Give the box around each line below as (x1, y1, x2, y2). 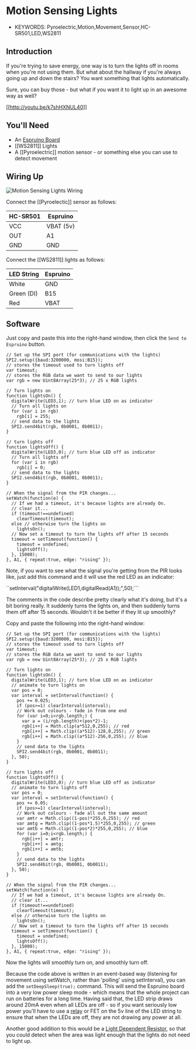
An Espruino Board (14, 136, 60, 143)
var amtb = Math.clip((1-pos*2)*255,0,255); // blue (16, 826, 148, 832)
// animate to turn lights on (11, 682, 85, 688)
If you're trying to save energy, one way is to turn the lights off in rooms (6, 62, 178, 69)
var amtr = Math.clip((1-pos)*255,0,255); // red (16, 815, 140, 822)
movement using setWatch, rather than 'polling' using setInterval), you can (6, 976, 186, 984)
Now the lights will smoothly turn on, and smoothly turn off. (6, 959, 149, 966)
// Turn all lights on (11, 403, 67, 409)
